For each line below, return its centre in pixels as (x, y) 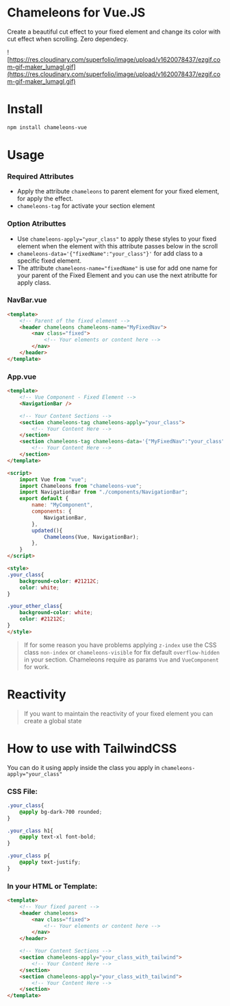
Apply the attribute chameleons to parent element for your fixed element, (118, 191)
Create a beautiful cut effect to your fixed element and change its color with (114, 32)
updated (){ (47, 530)
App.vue (22, 377)
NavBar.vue (27, 300)
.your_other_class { (35, 606)
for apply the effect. (45, 199)
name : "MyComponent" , (63, 505)
